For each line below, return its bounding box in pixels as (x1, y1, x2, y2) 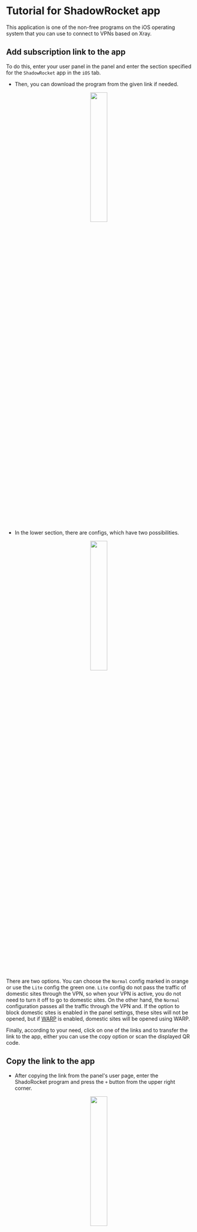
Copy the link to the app (6, 1056, 95, 1067)
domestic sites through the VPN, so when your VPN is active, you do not (6, 990, 181, 997)
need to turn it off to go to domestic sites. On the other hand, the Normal (6, 996, 180, 1003)
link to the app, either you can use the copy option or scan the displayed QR (6, 1032, 190, 1040)
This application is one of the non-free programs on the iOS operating (6, 24, 175, 31)
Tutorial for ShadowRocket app (6, 4, 161, 18)
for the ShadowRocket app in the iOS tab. (6, 69, 101, 76)
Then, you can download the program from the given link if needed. (14, 80, 179, 87)
